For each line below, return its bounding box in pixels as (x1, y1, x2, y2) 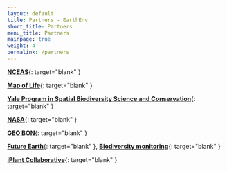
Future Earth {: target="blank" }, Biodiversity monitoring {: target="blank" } (7, 142, 221, 150)
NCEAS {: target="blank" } (7, 67, 81, 76)
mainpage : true (7, 36, 51, 43)
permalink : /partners (7, 49, 70, 56)
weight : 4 (7, 42, 36, 49)
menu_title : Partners (7, 29, 70, 37)
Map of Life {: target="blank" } (7, 81, 93, 89)
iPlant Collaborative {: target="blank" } (7, 155, 118, 163)
